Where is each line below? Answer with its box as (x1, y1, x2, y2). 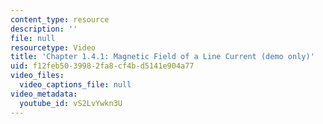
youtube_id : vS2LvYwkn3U (19, 98, 123, 108)
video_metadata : (10, 89, 78, 99)
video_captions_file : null (19, 80, 132, 90)
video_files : (10, 71, 65, 81)
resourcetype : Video (10, 42, 97, 53)
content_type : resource (10, 14, 110, 25)
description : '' (10, 24, 78, 34)
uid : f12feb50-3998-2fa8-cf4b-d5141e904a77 (10, 61, 195, 71)
